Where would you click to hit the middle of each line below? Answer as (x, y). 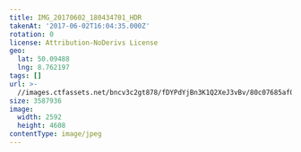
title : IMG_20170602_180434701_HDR (76, 17)
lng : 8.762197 (43, 68)
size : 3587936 (36, 101)
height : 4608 (42, 126)
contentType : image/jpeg (56, 134)
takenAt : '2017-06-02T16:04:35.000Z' (80, 26)
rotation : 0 (31, 34)
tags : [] (26, 76)
